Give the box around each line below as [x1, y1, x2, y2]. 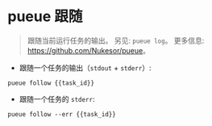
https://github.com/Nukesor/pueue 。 [27, 45, 151, 55]
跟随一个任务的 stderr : [19, 94, 95, 103]
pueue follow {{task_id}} [7, 78, 94, 87]
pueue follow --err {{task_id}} [7, 110, 116, 118]
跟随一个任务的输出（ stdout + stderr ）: [19, 62, 152, 73]
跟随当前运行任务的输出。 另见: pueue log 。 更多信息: [27, 36, 205, 45]
